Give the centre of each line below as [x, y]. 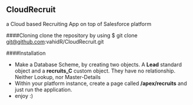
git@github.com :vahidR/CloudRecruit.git [55, 41]
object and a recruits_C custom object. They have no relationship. [95, 71]
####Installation [26, 53]
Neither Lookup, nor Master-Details [58, 77]
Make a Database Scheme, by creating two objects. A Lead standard [98, 64]
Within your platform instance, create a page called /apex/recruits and [101, 83]
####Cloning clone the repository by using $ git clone [72, 35]
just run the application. [43, 89]
